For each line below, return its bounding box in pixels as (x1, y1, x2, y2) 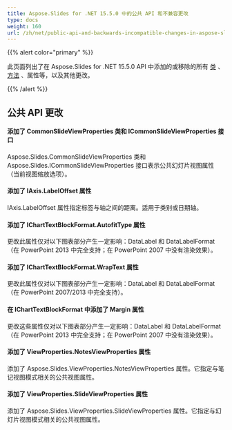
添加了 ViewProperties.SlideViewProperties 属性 (7, 390, 148, 398)
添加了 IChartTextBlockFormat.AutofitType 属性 (7, 220, 146, 228)
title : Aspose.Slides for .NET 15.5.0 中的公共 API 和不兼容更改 (7, 10, 188, 17)
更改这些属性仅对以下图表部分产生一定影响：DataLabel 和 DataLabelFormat (7, 322, 221, 330)
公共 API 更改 (7, 106, 64, 118)
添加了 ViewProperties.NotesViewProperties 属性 (7, 348, 151, 356)
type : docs (7, 17, 39, 23)
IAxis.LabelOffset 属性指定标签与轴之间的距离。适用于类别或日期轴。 (7, 204, 203, 212)
